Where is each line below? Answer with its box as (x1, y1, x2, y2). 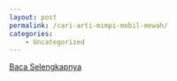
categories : (9, 29, 53, 38)
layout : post (9, 12, 58, 22)
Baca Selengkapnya (9, 62, 82, 72)
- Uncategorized (25, 37, 86, 47)
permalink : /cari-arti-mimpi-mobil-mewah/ (9, 21, 168, 30)
